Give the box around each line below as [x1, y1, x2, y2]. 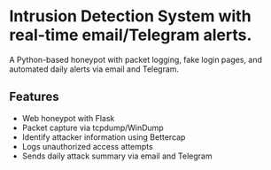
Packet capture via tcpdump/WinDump [21, 122, 164, 133]
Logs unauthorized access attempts [21, 141, 153, 151]
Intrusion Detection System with [9, 6, 252, 27]
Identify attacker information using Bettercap [21, 131, 186, 143]
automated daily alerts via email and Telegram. [9, 64, 180, 74]
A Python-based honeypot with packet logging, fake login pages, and [9, 54, 263, 65]
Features [9, 89, 59, 104]
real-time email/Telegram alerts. [9, 25, 252, 45]
